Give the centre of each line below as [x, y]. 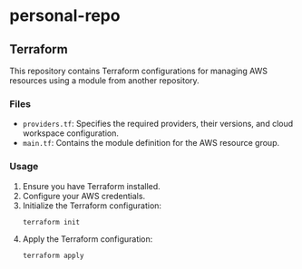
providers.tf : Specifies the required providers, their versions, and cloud [158, 124]
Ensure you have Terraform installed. [91, 186]
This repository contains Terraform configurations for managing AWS [139, 71]
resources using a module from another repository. [104, 81]
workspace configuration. [71, 133]
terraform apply [53, 256]
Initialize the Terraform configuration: [92, 206]
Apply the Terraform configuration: [88, 239]
